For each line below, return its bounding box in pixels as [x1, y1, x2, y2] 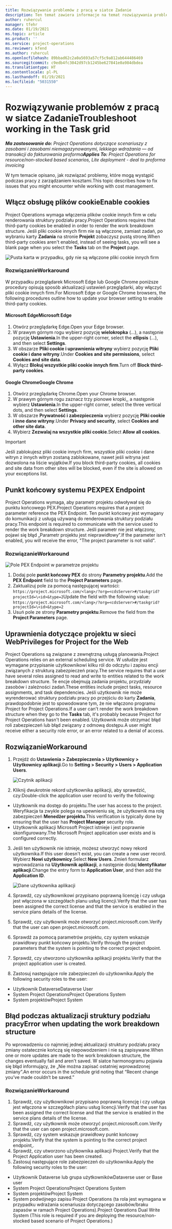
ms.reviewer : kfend [5, 46, 47, 51]
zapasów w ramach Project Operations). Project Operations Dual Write [12, 1207, 160, 1213]
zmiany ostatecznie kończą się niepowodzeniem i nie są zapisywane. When [5, 1047, 164, 1053]
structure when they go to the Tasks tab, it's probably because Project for [5, 711, 162, 718]
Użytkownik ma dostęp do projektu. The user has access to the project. [12, 802, 162, 809]
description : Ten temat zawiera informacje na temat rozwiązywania [5, 12, 153, 17]
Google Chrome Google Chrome [5, 379, 74, 386]
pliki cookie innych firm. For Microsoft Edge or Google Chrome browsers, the [5, 289, 166, 296]
